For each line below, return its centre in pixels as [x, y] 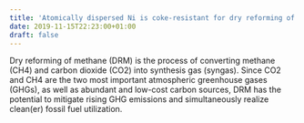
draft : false [34, 35]
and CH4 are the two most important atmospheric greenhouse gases [138, 80]
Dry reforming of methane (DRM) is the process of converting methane [142, 61]
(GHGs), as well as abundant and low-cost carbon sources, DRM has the [146, 90]
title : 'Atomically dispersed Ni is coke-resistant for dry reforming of [152, 18]
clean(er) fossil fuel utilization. [66, 109]
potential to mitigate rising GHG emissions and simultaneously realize [139, 99]
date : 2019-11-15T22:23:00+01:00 [73, 26]
